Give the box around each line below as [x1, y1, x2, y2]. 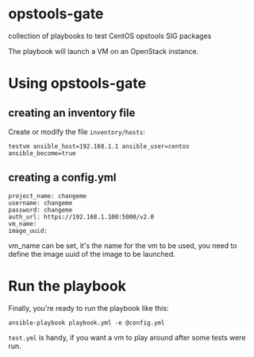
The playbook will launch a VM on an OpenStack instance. [8, 46, 199, 56]
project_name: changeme [8, 192, 87, 200]
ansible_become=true [8, 149, 77, 157]
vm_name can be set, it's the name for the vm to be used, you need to [8, 240, 237, 250]
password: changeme [8, 206, 73, 214]
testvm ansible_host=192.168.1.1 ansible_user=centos [8, 142, 190, 150]
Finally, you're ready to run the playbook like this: [8, 303, 169, 312]
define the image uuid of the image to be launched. [8, 249, 176, 258]
